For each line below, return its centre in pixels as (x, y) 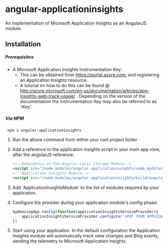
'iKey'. (26, 107)
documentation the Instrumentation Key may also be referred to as (88, 102)
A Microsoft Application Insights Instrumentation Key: (67, 70)
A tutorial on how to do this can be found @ (65, 86)
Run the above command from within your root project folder (75, 140)
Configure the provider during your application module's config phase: (85, 202)
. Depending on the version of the (111, 96)
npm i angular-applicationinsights (44, 131)
